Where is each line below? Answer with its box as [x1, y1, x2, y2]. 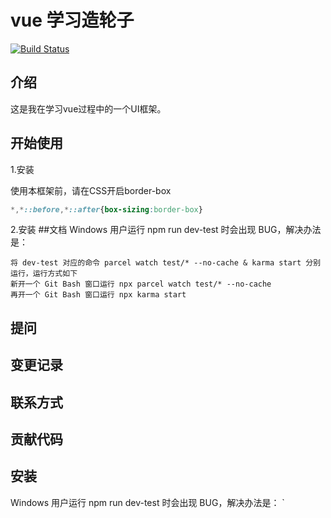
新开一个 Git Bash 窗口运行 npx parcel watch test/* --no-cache [10, 279, 272, 290]
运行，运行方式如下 [10, 269, 78, 279]
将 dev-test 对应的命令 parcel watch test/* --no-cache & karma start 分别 [10, 258, 322, 268]
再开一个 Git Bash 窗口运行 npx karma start [10, 290, 187, 300]
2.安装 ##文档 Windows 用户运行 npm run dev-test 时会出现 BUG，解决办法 [10, 224, 322, 236]
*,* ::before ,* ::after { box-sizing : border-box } [10, 204, 203, 215]
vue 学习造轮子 [10, 9, 135, 32]
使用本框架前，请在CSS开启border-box [10, 184, 172, 196]
